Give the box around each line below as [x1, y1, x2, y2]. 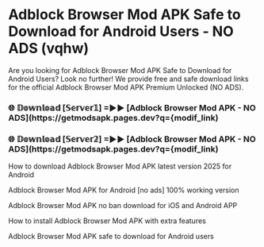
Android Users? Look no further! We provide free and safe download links [8, 74, 249, 83]
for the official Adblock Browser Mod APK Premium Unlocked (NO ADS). [8, 82, 244, 92]
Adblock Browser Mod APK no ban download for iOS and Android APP [8, 201, 238, 210]
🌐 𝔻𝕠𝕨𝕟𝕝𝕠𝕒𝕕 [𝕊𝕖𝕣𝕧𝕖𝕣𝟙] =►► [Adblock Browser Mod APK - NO [8, 102, 256, 113]
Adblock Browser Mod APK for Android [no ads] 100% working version [8, 185, 239, 195]
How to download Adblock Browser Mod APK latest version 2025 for [8, 161, 232, 172]
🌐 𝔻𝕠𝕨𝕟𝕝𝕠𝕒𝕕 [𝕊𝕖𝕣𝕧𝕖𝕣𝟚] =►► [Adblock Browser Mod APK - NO [8, 133, 256, 145]
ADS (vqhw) [8, 40, 90, 57]
